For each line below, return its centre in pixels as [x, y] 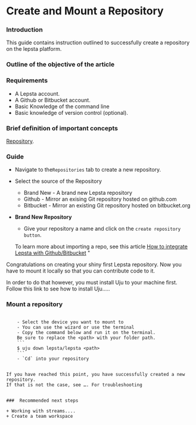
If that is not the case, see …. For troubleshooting [74, 385]
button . [32, 235]
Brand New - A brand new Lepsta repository [78, 193]
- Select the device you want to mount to [70, 322]
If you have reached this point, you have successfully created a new [96, 374]
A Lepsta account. [37, 93]
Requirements [27, 81]
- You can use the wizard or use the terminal [76, 327]
